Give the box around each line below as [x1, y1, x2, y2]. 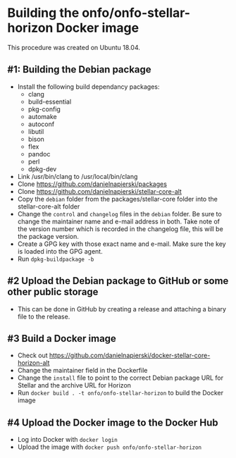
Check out [17, 351, 48, 360]
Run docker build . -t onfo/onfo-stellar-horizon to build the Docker [17, 389, 224, 397]
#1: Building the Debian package [7, 63, 151, 75]
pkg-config [27, 104, 61, 113]
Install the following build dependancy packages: [17, 82, 160, 91]
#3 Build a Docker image [7, 333, 116, 345]
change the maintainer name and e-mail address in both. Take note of [17, 217, 221, 225]
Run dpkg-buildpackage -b [17, 254, 94, 263]
